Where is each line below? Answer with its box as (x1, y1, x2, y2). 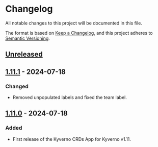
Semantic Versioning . (5, 35, 50, 41)
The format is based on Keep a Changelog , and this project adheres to (5, 30, 153, 36)
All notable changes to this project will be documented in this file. (5, 20, 143, 26)
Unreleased (5, 50, 43, 59)
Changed (5, 83, 29, 90)
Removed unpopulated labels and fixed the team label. (12, 94, 127, 101)
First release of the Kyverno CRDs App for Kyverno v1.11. (12, 136, 131, 142)
